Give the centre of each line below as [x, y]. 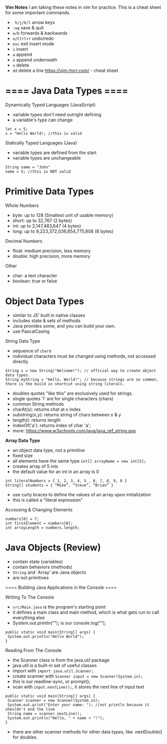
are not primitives [31, 577]
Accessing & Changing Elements [39, 509]
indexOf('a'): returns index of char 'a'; [52, 425]
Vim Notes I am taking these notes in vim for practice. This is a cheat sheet [83, 7]
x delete [21, 65]
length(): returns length [36, 420]
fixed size [22, 456]
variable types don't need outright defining [57, 114]
